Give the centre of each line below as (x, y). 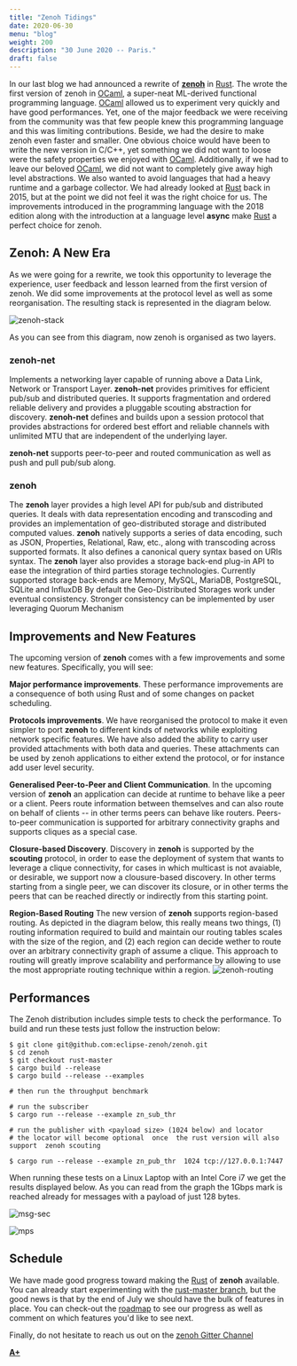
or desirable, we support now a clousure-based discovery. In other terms (143, 877)
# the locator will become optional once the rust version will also (144, 1138)
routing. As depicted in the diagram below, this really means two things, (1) (145, 922)
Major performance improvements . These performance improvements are (146, 685)
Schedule (36, 1259)
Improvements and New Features (103, 636)
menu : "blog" (33, 34)
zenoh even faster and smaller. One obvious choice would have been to (140, 140)
